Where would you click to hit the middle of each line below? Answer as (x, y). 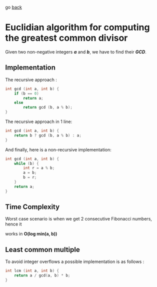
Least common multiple (42, 249)
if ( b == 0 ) (26, 93)
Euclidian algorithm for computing (77, 27)
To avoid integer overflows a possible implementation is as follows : (75, 261)
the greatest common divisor (66, 38)
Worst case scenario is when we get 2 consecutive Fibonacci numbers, (79, 219)
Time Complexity (32, 207)
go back (14, 7)
